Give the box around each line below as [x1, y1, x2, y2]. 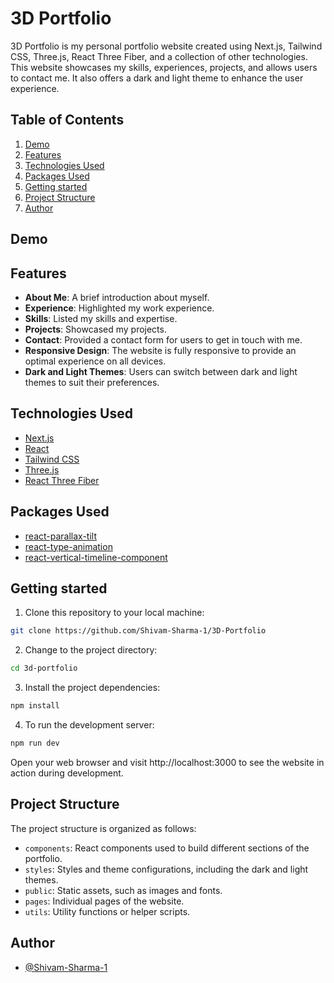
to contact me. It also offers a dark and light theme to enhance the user [10, 72, 304, 84]
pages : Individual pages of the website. [24, 895, 185, 907]
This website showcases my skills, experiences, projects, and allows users [10, 61, 318, 73]
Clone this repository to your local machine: [24, 607, 205, 619]
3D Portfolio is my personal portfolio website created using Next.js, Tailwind [10, 40, 323, 52]
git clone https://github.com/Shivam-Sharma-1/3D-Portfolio [10, 626, 267, 636]
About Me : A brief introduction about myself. [24, 291, 210, 303]
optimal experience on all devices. [24, 355, 167, 367]
